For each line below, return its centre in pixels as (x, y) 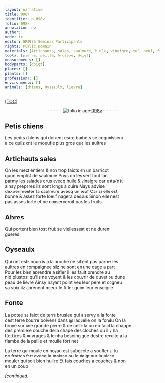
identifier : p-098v (25, 19)
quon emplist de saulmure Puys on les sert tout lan (56, 176)
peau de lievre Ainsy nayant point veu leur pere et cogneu (64, 282)
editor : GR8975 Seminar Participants (44, 42)
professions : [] (22, 78)
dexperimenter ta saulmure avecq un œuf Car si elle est (61, 191)
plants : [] (16, 74)
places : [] (16, 69)
